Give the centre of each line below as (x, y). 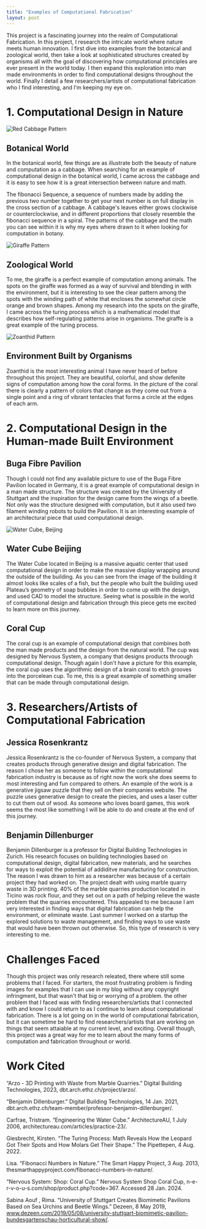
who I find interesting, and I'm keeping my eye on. (70, 87)
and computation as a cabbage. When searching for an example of (91, 170)
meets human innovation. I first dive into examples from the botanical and (99, 48)
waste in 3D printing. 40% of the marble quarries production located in (96, 889)
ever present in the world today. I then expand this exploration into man (96, 67)
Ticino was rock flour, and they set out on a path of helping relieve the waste (103, 896)
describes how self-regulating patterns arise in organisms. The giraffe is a (100, 319)
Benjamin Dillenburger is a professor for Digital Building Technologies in (97, 850)
